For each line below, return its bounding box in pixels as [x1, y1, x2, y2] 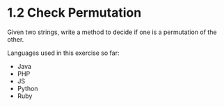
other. [7, 35, 24, 43]
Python [17, 84, 38, 92]
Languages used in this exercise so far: [7, 49, 120, 57]
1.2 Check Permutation [7, 5, 142, 21]
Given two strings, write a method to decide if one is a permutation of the [7, 28, 217, 36]
